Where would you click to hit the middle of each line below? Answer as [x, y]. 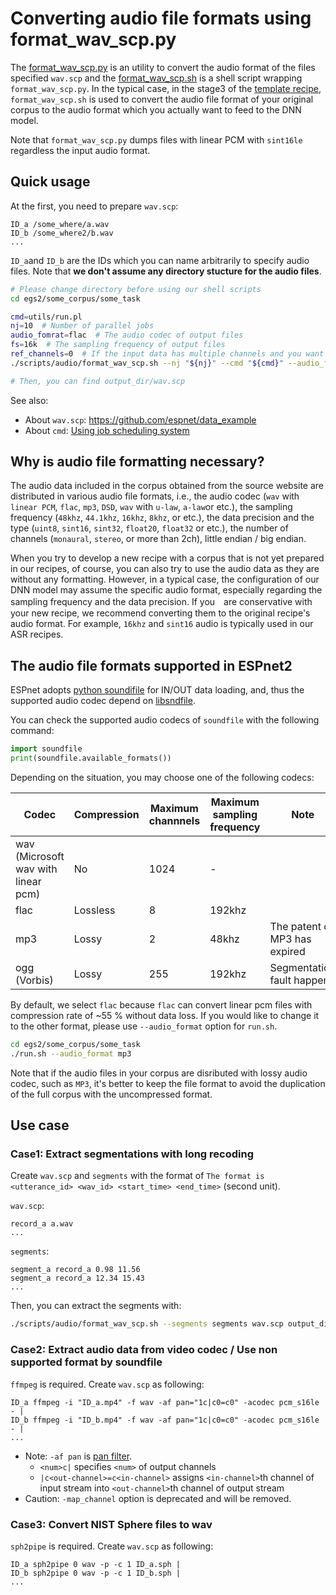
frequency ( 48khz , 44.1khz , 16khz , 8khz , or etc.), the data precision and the [162, 518]
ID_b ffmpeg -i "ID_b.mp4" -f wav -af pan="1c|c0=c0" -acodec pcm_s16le [165, 1420]
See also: [29, 400]
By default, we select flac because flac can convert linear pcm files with [161, 1005]
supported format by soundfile [86, 1362]
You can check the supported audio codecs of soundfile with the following [165, 720]
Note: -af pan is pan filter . [78, 1456]
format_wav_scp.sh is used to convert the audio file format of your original [162, 99]
